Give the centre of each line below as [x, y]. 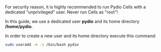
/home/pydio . [19, 26]
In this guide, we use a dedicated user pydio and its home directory [72, 21]
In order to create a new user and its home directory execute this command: [80, 36]
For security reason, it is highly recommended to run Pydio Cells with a [75, 7]
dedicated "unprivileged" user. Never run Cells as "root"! [62, 12]
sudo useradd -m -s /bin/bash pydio [42, 45]
